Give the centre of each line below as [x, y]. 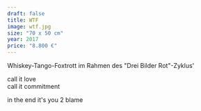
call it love [22, 79]
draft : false [26, 14]
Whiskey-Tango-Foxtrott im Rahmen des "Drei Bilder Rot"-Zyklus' [101, 66]
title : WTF [23, 20]
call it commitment [34, 86]
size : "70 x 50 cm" [35, 33]
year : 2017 [23, 40]
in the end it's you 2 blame [45, 100]
